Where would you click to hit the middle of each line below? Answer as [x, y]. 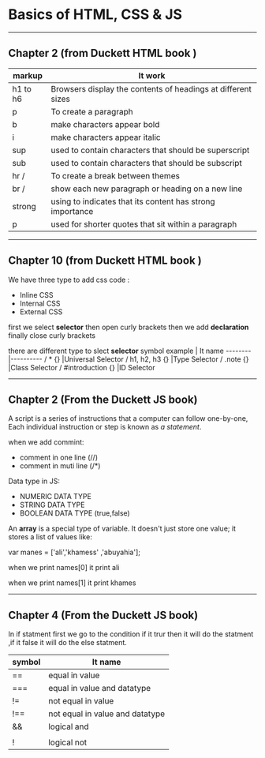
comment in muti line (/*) [60, 466]
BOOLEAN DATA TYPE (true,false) [75, 513]
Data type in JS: [34, 481]
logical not [68, 742]
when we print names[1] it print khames [72, 583]
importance [72, 211]
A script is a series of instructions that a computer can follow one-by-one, [128, 418]
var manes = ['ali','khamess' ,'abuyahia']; [74, 552]
